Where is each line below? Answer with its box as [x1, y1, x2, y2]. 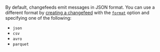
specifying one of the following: [5, 15, 72, 21]
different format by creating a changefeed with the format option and [5, 10, 150, 16]
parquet [12, 42, 29, 47]
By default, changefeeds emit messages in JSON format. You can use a [5, 5, 155, 10]
